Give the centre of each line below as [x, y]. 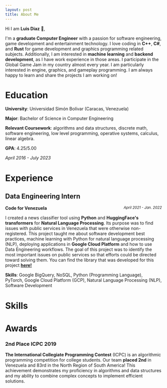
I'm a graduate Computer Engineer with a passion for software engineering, [83, 38]
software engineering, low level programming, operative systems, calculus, [82, 133]
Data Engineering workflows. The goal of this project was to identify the [79, 249]
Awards [21, 328]
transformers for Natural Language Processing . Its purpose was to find [79, 223]
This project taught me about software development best [86, 233]
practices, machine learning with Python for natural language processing [80, 239]
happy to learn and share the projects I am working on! [61, 75]
